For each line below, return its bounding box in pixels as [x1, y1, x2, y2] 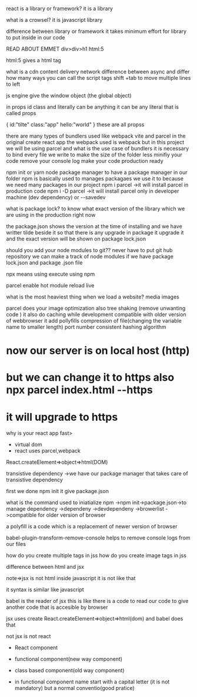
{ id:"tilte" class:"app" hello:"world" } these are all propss [6, 121, 145, 128]
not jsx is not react [6, 633, 51, 640]
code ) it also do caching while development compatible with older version [6, 311, 186, 318]
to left [6, 81, 21, 88]
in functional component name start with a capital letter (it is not [14, 678, 170, 685]
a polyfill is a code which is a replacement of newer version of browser [6, 523, 178, 530]
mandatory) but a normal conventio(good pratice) [14, 685, 135, 692]
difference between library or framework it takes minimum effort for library [6, 28, 187, 35]
